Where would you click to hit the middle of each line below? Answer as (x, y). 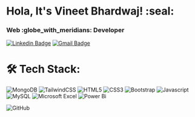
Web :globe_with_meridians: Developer (65, 30)
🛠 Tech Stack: (43, 69)
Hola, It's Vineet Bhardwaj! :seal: (90, 11)
